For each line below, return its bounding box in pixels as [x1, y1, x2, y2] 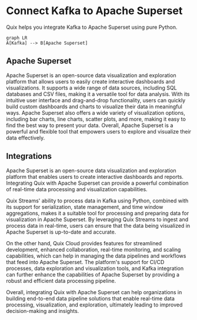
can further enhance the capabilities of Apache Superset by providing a [6, 271, 180, 278]
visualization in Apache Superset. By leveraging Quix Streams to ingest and [6, 216, 189, 223]
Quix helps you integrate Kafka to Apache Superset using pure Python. [6, 24, 178, 31]
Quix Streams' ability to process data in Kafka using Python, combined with [6, 197, 189, 204]
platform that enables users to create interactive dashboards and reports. [6, 173, 184, 180]
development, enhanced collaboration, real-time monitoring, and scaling [6, 246, 181, 253]
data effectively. [6, 134, 45, 141]
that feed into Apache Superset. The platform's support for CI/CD [6, 258, 165, 265]
